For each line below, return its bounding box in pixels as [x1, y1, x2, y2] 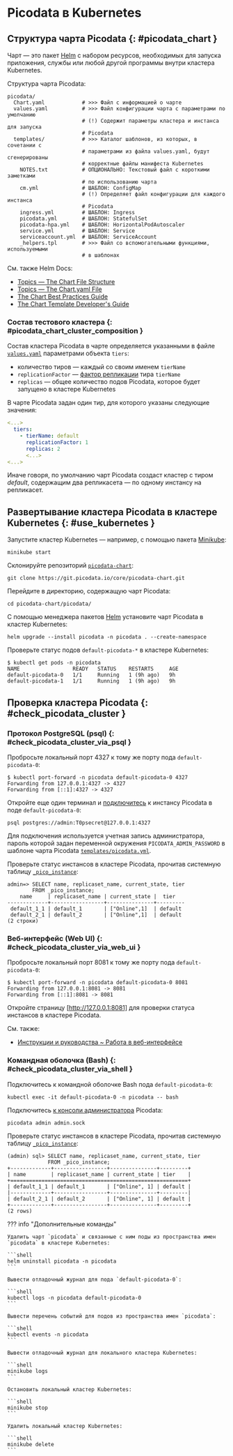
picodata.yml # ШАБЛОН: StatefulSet [19, 215, 148, 222]
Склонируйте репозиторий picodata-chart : [7, 561, 134, 570]
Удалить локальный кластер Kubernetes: [7, 1422, 123, 1429]
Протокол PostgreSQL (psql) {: [7, 728, 115, 738]
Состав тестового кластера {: [7, 317, 113, 327]
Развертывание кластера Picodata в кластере [7, 506, 218, 518]
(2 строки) [7, 917, 39, 924]
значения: [7, 406, 37, 415]
